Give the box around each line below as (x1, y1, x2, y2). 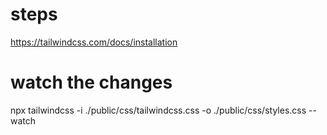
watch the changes (10, 71, 173, 94)
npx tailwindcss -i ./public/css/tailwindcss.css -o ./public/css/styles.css (10, 104, 307, 116)
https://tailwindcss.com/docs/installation (10, 36, 178, 48)
